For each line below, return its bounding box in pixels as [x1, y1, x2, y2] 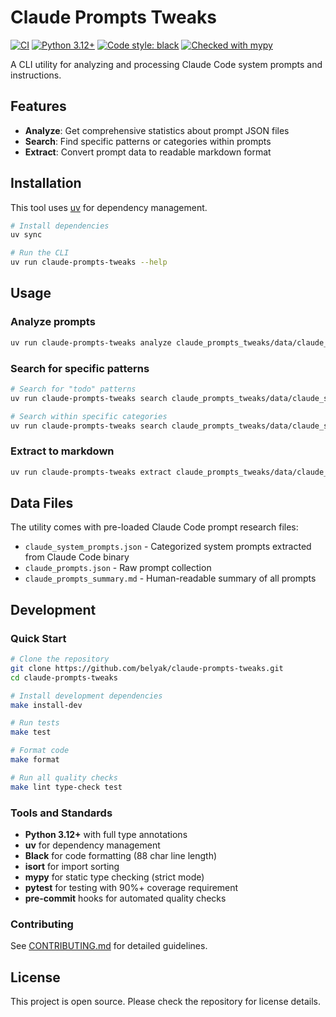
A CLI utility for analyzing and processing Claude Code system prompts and [10, 58, 323, 70]
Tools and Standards [10, 806, 113, 820]
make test [10, 727, 52, 738]
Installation [10, 175, 82, 192]
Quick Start [10, 631, 67, 645]
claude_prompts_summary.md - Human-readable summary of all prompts [24, 572, 317, 585]
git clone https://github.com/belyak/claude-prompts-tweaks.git [10, 663, 284, 673]
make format [10, 755, 60, 765]
